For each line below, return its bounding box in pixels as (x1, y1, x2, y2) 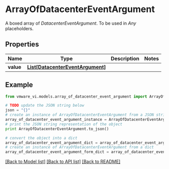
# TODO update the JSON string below (5, 103, 84, 108)
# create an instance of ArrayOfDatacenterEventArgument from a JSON (5, 112, 154, 118)
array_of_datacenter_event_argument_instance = (5, 117, 107, 122)
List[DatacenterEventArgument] (27, 63, 106, 70)
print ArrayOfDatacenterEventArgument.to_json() (5, 126, 109, 131)
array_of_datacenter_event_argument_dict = (5, 140, 98, 145)
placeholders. (5, 25, 34, 31)
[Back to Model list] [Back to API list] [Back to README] (5, 158, 121, 164)
